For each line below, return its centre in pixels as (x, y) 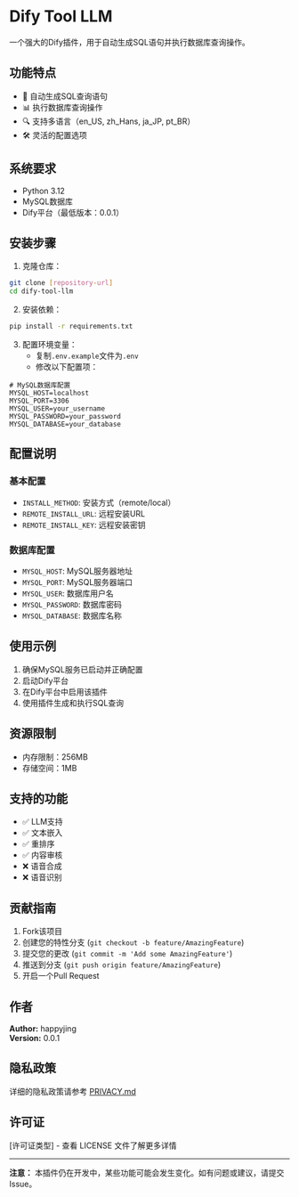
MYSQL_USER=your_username (57, 409)
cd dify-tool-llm (41, 291)
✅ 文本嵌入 (42, 833)
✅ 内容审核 (42, 855)
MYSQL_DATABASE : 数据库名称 (72, 615)
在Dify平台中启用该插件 (65, 691)
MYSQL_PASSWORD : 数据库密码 (72, 604)
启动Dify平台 (45, 680)
